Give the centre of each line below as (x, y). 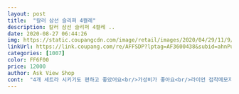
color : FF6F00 (28, 60)
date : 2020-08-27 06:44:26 (47, 34)
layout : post (27, 14)
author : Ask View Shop (41, 73)
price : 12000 (27, 66)
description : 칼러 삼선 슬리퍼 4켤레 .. (61, 27)
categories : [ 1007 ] (36, 54)
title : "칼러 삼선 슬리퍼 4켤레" (52, 20)
